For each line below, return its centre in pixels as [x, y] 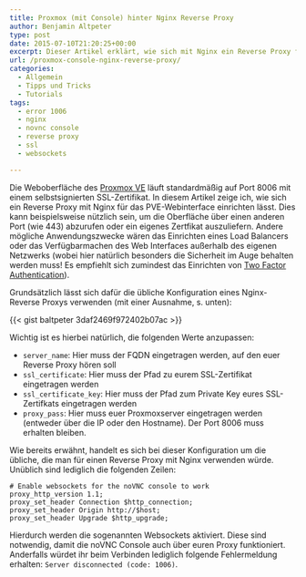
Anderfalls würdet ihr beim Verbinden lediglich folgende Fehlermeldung [143, 554]
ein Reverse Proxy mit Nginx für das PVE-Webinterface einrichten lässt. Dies [153, 207]
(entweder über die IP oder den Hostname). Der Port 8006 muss [143, 422]
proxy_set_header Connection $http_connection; [102, 502]
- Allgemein [41, 77]
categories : [32, 69]
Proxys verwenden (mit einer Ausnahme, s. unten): [137, 302]
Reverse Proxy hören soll [69, 365]
